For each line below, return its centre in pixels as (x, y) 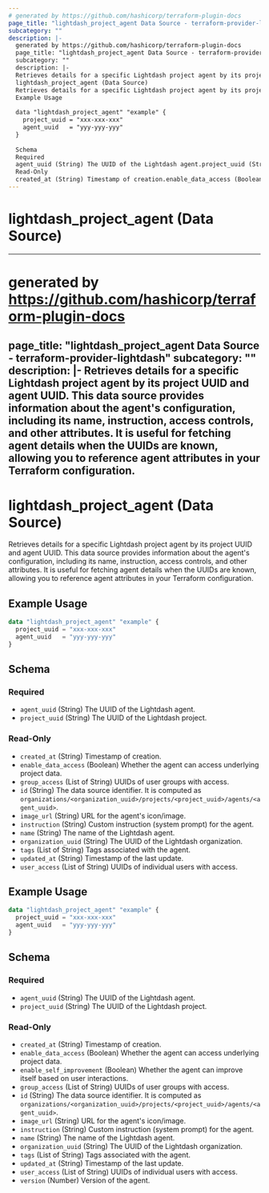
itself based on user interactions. (74, 1078)
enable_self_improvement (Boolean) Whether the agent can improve (131, 1070)
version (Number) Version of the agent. (85, 1180)
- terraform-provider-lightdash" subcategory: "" (132, 358)
